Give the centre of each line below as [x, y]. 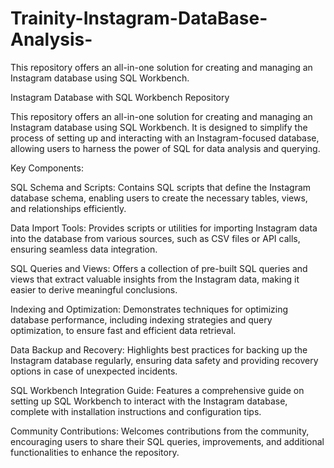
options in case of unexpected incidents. [94, 371]
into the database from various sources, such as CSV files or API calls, [155, 238]
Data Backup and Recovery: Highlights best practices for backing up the [159, 349]
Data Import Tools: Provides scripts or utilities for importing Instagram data [164, 228]
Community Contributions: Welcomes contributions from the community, [160, 431]
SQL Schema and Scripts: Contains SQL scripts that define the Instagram [161, 187]
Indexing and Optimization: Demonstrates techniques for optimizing [149, 309]
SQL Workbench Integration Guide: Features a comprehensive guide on [157, 390]
